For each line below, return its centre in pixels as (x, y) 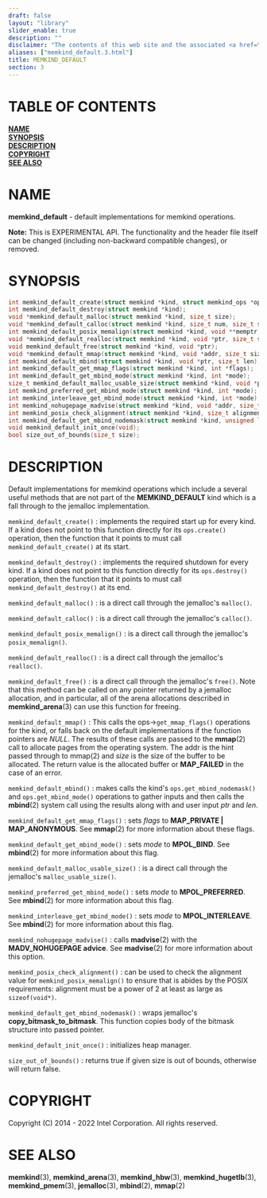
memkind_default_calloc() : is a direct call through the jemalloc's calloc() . (130, 618)
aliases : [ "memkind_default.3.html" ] (71, 52)
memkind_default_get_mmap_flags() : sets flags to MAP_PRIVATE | (116, 820)
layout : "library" (39, 23)
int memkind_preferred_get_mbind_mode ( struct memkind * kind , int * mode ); (133, 391)
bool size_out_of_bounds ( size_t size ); (74, 435)
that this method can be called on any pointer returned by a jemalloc (120, 690)
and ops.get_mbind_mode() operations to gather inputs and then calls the (126, 797)
